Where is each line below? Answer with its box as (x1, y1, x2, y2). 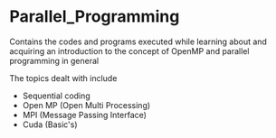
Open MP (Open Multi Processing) (22, 99, 151, 110)
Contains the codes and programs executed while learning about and (9, 36, 267, 47)
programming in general (9, 55, 100, 66)
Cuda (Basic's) (22, 119, 79, 130)
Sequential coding (22, 90, 90, 101)
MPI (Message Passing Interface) (22, 109, 148, 120)
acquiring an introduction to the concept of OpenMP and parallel (9, 45, 250, 56)
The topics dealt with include (9, 72, 118, 83)
